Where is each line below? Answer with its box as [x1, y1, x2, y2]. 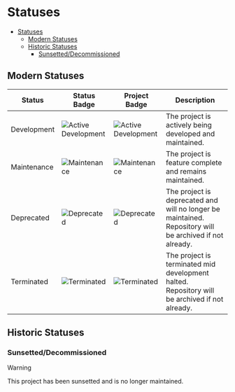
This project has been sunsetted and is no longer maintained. [7, 377, 184, 386]
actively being [165, 120, 212, 129]
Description [175, 95, 215, 105]
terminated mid [165, 259, 215, 269]
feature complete [165, 157, 222, 167]
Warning [7, 363, 31, 372]
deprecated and [165, 195, 218, 205]
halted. [165, 276, 189, 286]
